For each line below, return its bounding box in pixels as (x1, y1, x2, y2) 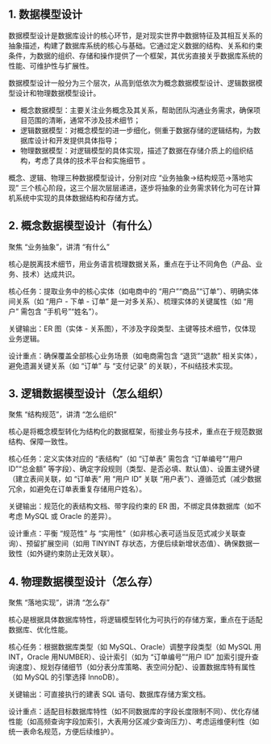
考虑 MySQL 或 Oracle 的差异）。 (8, 512, 116, 521)
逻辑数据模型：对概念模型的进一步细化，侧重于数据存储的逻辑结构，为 (19, 125, 254, 135)
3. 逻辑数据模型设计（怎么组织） (8, 387, 169, 401)
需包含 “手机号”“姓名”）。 (20, 306, 102, 316)
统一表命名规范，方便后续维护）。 (8, 727, 119, 737)
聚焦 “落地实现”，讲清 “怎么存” (8, 598, 110, 608)
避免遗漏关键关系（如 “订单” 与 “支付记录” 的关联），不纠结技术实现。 (8, 361, 238, 370)
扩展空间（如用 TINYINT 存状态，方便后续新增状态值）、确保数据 (40, 539, 253, 549)
